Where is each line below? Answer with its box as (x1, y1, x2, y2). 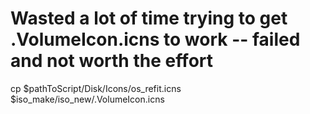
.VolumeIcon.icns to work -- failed (10, 28, 301, 51)
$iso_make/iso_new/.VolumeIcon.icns (10, 93, 165, 105)
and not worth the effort (10, 50, 214, 72)
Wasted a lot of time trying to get (10, 7, 288, 30)
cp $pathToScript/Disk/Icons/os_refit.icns (10, 82, 182, 94)
